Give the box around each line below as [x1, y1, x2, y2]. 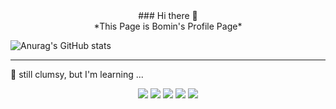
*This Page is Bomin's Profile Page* [93, 20, 243, 32]
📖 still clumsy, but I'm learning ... [10, 69, 144, 80]
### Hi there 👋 [138, 10, 198, 21]
